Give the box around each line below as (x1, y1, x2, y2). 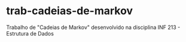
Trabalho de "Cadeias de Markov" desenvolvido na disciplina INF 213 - (6, 24, 181, 31)
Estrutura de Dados (6, 30, 54, 37)
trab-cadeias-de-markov (6, 4, 133, 18)
